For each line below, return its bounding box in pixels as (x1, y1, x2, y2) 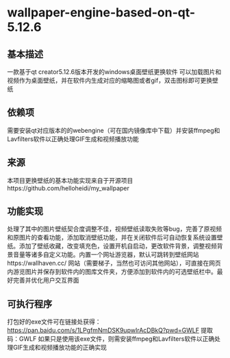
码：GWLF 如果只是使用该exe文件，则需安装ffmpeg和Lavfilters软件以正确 (7, 335, 215, 343)
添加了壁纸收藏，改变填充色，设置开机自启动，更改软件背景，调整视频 (18, 242, 217, 251)
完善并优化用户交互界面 (12, 276, 79, 285)
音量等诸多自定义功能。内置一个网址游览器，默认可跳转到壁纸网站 (12, 251, 199, 259)
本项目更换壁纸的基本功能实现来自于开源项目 (7, 176, 133, 184)
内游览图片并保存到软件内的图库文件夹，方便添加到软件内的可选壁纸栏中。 (7, 268, 217, 276)
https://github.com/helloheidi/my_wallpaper (7, 183, 130, 192)
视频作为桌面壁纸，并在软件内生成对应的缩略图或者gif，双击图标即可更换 (7, 77, 213, 84)
